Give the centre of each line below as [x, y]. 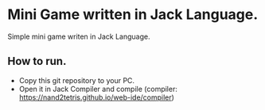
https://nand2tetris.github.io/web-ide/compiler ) [96, 97]
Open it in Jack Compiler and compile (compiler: [98, 89]
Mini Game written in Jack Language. [133, 15]
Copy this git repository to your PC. [77, 80]
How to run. [37, 61]
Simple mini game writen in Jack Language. [79, 36]
